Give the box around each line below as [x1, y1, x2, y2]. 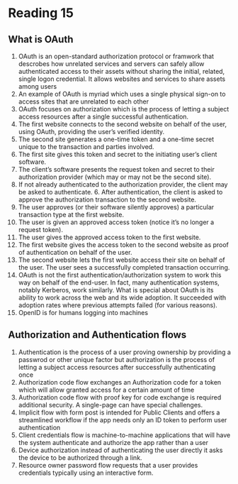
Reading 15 [8, 5, 74, 21]
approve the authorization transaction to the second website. [18, 195, 197, 204]
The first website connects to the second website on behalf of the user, [18, 120, 227, 128]
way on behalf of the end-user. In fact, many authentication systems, [18, 278, 220, 287]
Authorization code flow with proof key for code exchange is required [18, 392, 222, 402]
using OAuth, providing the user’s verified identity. [18, 128, 165, 136]
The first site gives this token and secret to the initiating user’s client [18, 150, 217, 158]
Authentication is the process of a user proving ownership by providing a [18, 348, 231, 356]
